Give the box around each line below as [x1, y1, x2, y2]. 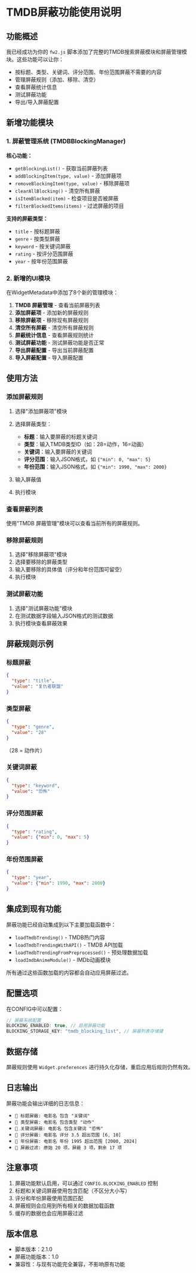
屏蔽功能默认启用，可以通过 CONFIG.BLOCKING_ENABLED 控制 [14, 1179, 158, 1187]
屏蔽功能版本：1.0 [14, 1253, 59, 1260]
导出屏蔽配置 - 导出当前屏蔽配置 [14, 346, 94, 354]
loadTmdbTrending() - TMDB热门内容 [14, 934, 105, 941]
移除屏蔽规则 [6, 536, 44, 544]
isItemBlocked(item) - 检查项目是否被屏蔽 [14, 194, 119, 201]
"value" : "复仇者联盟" [11, 684, 64, 690]
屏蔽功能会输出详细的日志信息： [6, 1100, 85, 1107]
